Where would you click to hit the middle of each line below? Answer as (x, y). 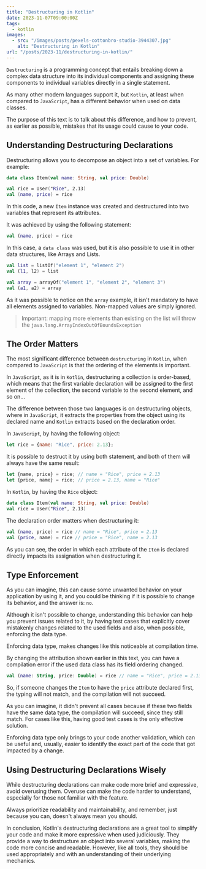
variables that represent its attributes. (54, 213)
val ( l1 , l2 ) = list (33, 271)
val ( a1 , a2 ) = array (34, 288)
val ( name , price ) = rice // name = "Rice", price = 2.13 (82, 532)
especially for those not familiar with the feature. (67, 798)
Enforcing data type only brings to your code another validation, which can (101, 738)
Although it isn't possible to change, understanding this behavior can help (100, 615)
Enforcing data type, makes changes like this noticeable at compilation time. (102, 646)
